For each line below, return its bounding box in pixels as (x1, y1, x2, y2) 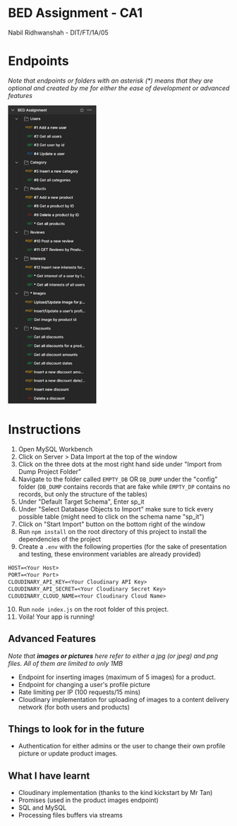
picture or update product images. (18, 749, 119, 758)
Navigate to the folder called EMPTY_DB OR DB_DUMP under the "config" (18, 475, 218, 483)
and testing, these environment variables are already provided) (18, 549, 202, 558)
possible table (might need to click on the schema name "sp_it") (18, 512, 205, 521)
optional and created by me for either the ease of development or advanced (8, 83, 230, 92)
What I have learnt (8, 770, 90, 782)
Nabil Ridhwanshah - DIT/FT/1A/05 (8, 28, 109, 37)
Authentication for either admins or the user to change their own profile (18, 742, 226, 751)
